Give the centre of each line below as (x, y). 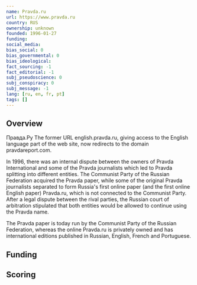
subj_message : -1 (28, 89)
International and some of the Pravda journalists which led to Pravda (89, 168)
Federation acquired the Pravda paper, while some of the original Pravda (94, 180)
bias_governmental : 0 (33, 56)
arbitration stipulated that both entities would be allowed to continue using (97, 206)
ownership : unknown (30, 28)
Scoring (21, 275)
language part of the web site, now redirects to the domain (77, 144)
